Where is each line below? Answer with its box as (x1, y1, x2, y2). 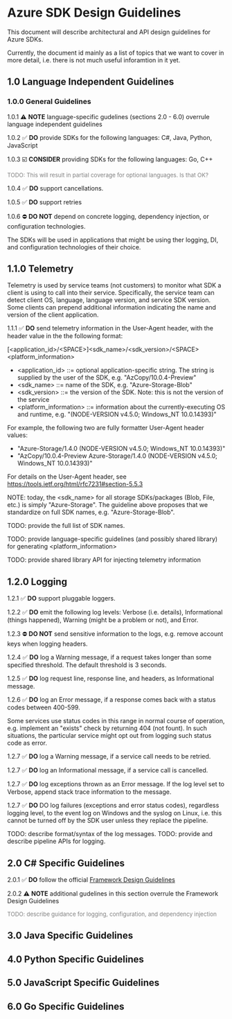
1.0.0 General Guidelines (7, 97, 91, 107)
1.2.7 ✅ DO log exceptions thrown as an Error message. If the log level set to (7, 780, 225, 788)
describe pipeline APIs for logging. (7, 837, 106, 846)
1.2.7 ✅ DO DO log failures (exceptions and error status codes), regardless (7, 801, 220, 810)
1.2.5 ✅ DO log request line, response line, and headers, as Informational (7, 674, 215, 683)
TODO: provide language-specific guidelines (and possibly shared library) (7, 535, 218, 543)
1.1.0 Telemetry (7, 263, 74, 275)
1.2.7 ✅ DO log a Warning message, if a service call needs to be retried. (7, 752, 211, 761)
